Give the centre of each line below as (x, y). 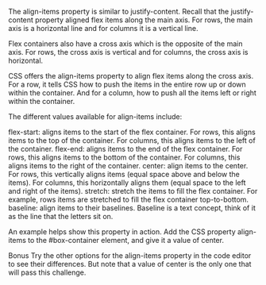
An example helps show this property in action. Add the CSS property (122, 232)
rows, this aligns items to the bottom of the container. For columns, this (124, 157)
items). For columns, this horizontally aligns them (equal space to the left (127, 183)
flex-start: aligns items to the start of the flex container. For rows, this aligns (132, 132)
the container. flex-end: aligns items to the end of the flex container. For (125, 149)
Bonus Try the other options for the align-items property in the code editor (130, 256)
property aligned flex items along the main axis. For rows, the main (144, 20)
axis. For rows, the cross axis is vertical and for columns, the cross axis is (128, 52)
